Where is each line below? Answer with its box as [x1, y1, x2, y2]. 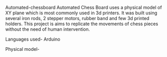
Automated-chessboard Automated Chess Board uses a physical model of [5, 5, 162, 10]
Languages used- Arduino [5, 36, 60, 42]
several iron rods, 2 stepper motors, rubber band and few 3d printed [5, 15, 150, 21]
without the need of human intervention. [5, 26, 90, 32]
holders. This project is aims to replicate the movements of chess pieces [5, 21, 158, 27]
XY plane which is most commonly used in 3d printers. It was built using [5, 10, 158, 16]
